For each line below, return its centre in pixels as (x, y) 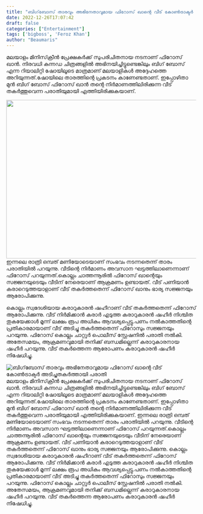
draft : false (23, 23)
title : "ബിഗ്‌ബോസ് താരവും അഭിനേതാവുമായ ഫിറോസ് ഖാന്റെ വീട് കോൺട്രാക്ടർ (100, 12)
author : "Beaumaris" (32, 40)
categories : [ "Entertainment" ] (45, 29)
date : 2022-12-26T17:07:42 (40, 18)
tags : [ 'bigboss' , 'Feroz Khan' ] (48, 34)
